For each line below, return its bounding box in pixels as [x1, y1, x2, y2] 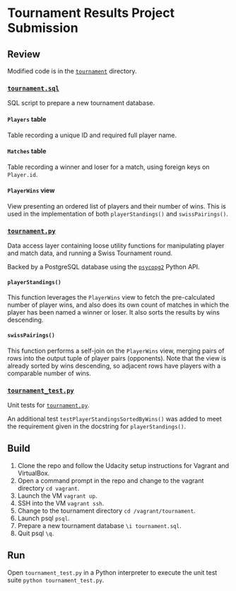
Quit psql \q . [17, 529, 54, 537]
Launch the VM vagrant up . [17, 491, 98, 500]
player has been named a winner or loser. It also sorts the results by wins [7, 308, 220, 317]
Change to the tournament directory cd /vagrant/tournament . [17, 506, 196, 515]
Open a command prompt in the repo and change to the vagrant [17, 476, 204, 485]
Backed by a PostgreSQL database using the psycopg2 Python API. [7, 263, 200, 271]
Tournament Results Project [7, 5, 175, 21]
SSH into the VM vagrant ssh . [17, 498, 105, 507]
